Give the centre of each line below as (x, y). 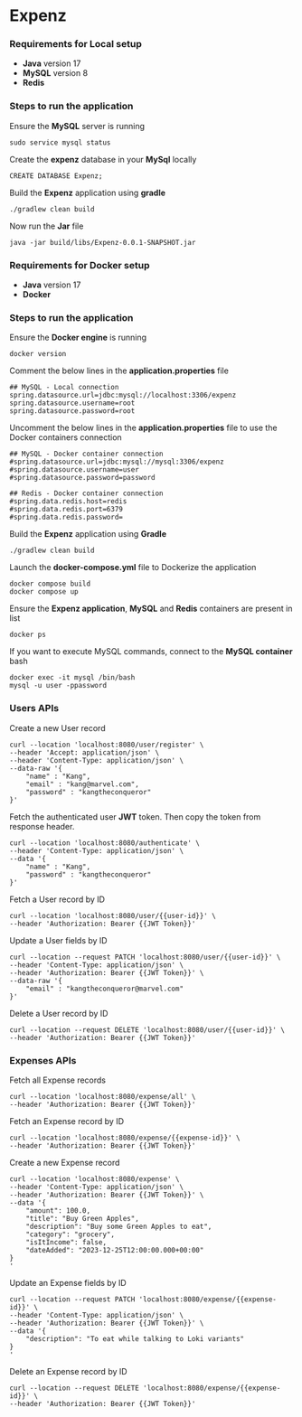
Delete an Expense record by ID (69, 1371)
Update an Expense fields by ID (68, 1282)
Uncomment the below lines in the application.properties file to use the (143, 428)
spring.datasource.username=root (72, 403)
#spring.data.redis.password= (66, 517)
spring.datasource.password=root (72, 411)
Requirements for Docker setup (80, 265)
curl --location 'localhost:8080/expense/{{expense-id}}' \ (125, 1138)
